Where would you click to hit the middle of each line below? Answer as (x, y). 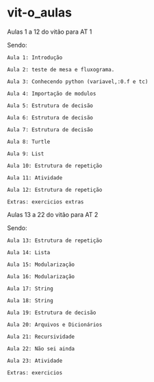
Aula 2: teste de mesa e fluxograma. (61, 69)
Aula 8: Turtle (29, 142)
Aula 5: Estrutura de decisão (50, 105)
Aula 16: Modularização (41, 276)
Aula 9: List (26, 154)
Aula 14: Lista (29, 252)
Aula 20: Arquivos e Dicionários (55, 324)
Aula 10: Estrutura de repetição (55, 166)
